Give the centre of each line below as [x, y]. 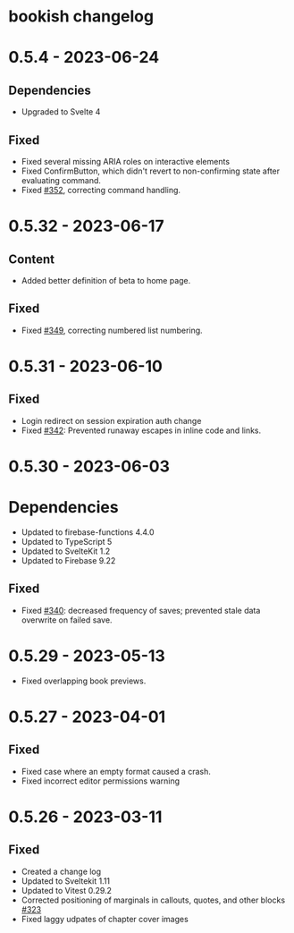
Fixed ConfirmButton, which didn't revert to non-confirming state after [151, 171]
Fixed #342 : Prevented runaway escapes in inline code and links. [141, 430]
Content [32, 259]
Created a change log [61, 871]
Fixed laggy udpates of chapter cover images [105, 919]
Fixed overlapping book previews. [84, 681]
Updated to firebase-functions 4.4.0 [88, 532]
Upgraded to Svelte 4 [61, 112]
